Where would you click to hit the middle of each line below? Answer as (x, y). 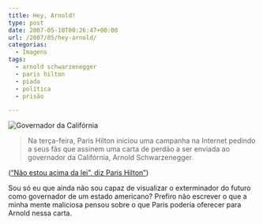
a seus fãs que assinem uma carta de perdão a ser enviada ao (129, 149)
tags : (17, 60)
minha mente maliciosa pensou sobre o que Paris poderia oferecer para (125, 205)
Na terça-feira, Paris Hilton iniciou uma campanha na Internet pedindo (141, 141)
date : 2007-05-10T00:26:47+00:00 (63, 30)
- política (33, 89)
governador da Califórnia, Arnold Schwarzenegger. (110, 158)
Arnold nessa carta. (40, 213)
